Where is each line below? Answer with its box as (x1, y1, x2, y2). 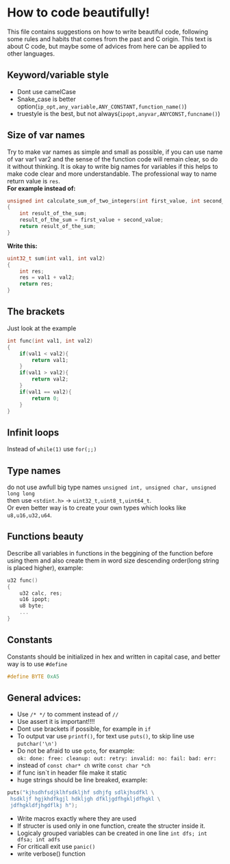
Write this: (7, 242, 38, 250)
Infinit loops (7, 427, 60, 438)
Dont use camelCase (16, 87, 77, 95)
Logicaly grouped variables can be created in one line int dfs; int (16, 829, 207, 837)
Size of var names (7, 129, 86, 141)
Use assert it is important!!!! (16, 718, 95, 726)
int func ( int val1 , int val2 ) (7, 337, 94, 344)
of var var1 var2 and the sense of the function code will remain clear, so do (7, 155, 218, 163)
